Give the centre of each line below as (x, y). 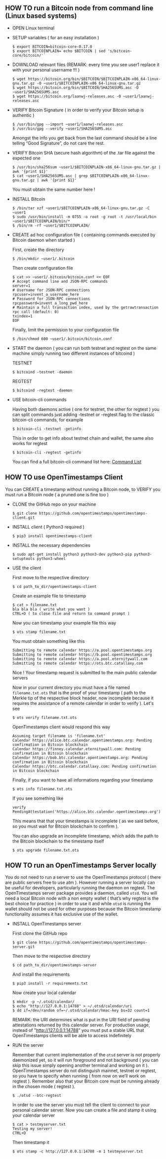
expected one (26, 158)
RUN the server (28, 1045)
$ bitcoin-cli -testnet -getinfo (47, 429)
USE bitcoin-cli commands (39, 399)
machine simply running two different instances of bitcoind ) (73, 353)
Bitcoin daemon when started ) (43, 240)
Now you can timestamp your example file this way (64, 622)
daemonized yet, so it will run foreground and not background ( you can (85, 1060)
